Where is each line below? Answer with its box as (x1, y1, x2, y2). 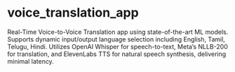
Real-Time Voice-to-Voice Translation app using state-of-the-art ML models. (7, 28, 229, 36)
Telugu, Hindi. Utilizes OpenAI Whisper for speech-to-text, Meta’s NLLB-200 (7, 42, 228, 51)
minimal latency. (7, 57, 54, 65)
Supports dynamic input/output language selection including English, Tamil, (7, 35, 226, 43)
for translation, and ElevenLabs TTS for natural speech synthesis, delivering (7, 50, 227, 58)
